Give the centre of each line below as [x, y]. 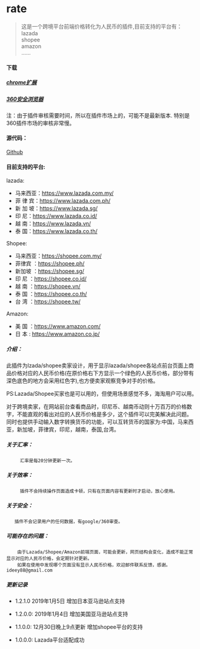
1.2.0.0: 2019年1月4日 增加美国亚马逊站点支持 [72, 614]
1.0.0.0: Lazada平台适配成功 [50, 640]
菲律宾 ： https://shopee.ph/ [50, 264]
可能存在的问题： [28, 536]
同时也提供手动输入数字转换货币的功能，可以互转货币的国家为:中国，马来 [98, 422]
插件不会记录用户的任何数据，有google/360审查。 [68, 522]
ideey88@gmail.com [29, 570]
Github [15, 152]
